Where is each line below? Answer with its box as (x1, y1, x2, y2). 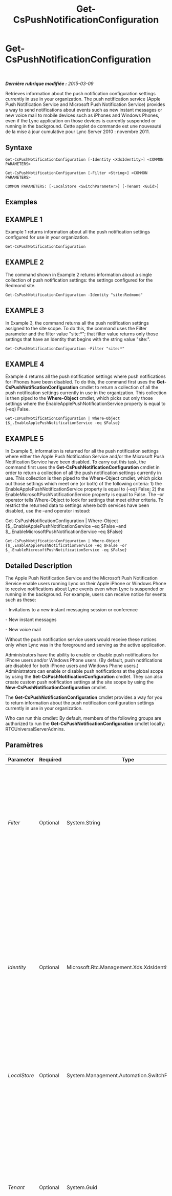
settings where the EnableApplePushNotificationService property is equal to (5, 400, 166, 407)
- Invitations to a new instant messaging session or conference (5, 607, 138, 613)
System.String (66, 819, 101, 826)
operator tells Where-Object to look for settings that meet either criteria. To (5, 497, 164, 503)
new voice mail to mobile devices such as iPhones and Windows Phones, (5, 112, 160, 118)
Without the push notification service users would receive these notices (5, 636, 157, 643)
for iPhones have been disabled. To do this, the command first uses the (5, 379, 156, 385)
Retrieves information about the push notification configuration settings (5, 90, 156, 96)
